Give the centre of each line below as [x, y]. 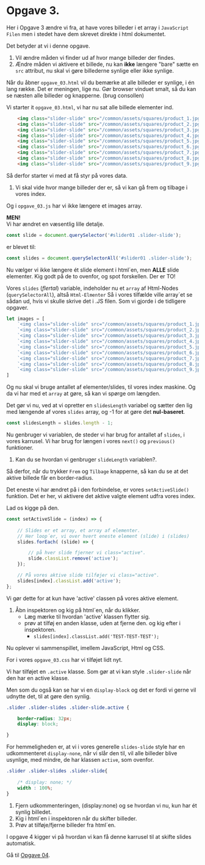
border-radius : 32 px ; [45, 718]
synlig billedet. [33, 812]
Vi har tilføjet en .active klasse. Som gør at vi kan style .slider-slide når [99, 671]
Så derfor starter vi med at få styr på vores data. [67, 175]
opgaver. [17, 307]
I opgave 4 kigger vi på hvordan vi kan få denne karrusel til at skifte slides [99, 836]
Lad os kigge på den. [33, 508]
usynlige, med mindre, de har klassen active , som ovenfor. [80, 760]
